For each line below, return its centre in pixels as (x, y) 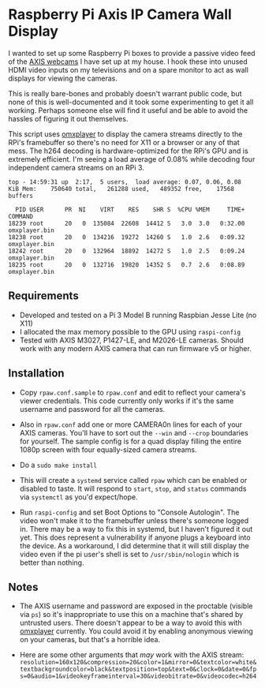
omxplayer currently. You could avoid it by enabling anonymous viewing (136, 631)
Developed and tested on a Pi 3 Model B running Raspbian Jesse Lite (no (138, 315)
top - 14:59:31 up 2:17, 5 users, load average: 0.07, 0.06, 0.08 (125, 182)
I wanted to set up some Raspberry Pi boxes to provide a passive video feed (132, 53)
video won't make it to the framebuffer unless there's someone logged (134, 520)
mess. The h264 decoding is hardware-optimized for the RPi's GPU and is (128, 151)
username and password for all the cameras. (92, 409)
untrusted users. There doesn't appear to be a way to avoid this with (131, 623)
